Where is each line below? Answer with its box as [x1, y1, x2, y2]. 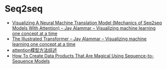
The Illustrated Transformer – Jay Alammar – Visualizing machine [12, 36, 147, 42]
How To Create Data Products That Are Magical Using [12, 52, 124, 58]
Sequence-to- [124, 52, 154, 58]
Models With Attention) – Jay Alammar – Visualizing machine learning [12, 25, 156, 31]
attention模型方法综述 [12, 47, 57, 53]
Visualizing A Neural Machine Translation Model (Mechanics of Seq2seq [12, 20, 162, 26]
